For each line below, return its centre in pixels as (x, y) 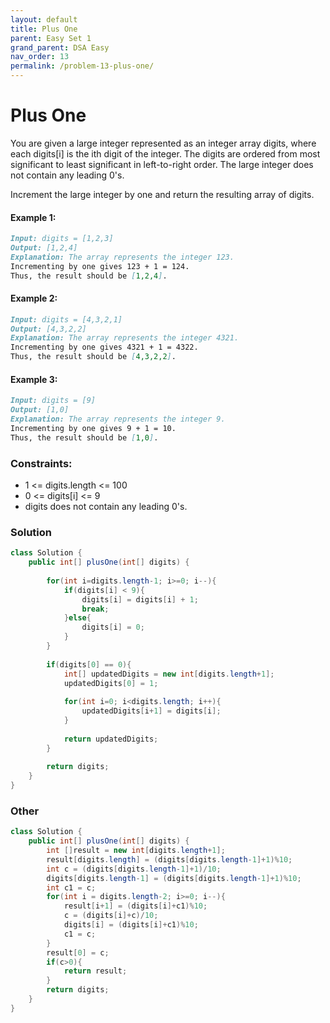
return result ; (95, 971)
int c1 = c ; (71, 887)
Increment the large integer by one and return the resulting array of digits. (162, 194)
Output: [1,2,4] (44, 248)
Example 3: (34, 379)
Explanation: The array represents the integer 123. (122, 257)
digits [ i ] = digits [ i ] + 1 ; (140, 599)
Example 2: (34, 298)
